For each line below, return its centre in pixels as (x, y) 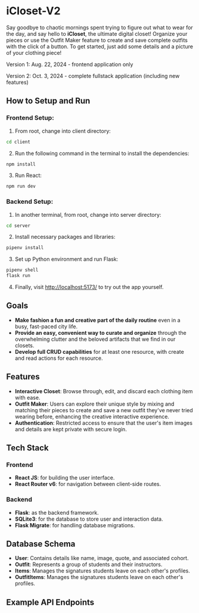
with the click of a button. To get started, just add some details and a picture (100, 46)
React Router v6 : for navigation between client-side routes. (88, 484)
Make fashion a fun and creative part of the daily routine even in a (97, 320)
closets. (24, 345)
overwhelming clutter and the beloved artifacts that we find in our (95, 339)
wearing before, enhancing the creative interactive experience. (92, 416)
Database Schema (41, 544)
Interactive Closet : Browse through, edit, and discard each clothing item (104, 391)
